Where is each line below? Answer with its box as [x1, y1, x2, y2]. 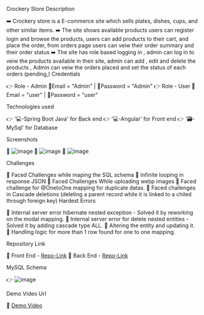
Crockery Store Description [6, 5, 75, 12]
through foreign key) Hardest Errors [6, 197, 96, 204]
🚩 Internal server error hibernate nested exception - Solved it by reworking [6, 209, 194, 216]
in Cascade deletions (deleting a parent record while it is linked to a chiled [6, 191, 192, 197]
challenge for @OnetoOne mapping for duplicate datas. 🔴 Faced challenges [6, 184, 196, 191]
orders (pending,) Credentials [6, 70, 80, 77]
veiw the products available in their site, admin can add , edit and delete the [6, 57, 196, 65]
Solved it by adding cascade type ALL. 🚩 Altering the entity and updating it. [6, 222, 195, 229]
